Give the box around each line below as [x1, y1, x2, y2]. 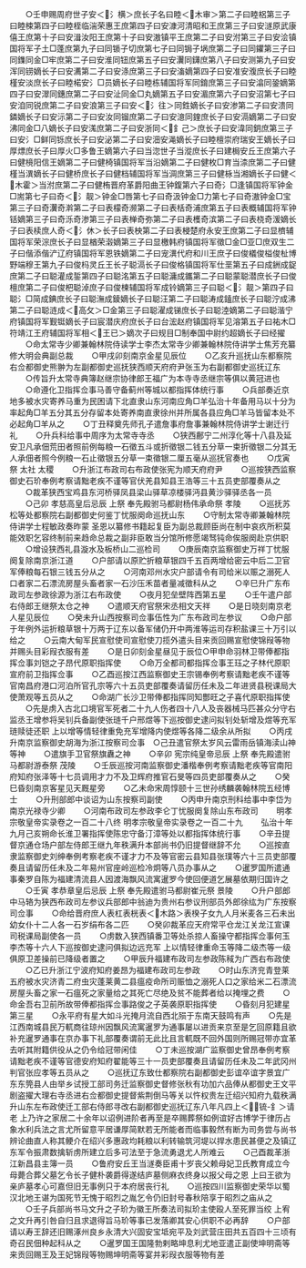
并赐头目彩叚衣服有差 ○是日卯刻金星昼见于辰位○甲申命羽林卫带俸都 [9, 646, 282, 656]
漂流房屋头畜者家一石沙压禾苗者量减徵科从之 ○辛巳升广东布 [48, 578, 291, 588]
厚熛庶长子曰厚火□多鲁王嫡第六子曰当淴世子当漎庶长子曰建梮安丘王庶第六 [9, 146, 289, 156]
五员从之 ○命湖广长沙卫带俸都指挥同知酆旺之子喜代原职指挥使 [40, 692, 291, 702]
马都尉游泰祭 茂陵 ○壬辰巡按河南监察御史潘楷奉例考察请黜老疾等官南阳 [9, 760, 293, 770]
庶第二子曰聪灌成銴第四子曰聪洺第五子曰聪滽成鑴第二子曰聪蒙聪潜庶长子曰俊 [9, 270, 297, 281]
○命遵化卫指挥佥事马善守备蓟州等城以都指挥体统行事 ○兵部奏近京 [25, 384, 290, 395]
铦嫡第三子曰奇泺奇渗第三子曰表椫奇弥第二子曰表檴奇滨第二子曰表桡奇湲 [9, 214, 280, 224]
